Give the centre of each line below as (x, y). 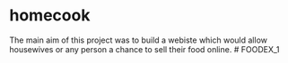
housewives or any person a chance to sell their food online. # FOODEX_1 (144, 49)
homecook (50, 16)
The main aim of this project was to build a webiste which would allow (138, 40)
